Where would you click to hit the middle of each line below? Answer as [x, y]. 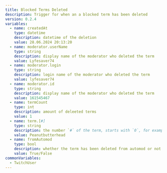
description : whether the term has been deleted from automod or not [88, 149]
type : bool [25, 144]
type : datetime [30, 33]
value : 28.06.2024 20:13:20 [43, 42]
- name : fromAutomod [31, 140]
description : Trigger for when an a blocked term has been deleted [77, 14]
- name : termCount [29, 103]
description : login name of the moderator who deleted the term [82, 75]
